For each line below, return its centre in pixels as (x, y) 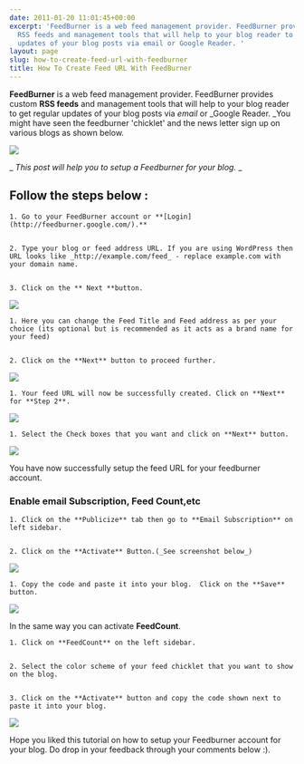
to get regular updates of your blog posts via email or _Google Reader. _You (150, 113)
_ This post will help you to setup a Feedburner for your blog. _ (126, 167)
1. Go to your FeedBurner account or (81, 217)
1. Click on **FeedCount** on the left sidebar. (103, 643)
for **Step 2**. (40, 401)
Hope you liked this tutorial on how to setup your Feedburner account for (145, 740)
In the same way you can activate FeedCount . (95, 625)
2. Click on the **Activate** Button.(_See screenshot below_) (131, 551)
